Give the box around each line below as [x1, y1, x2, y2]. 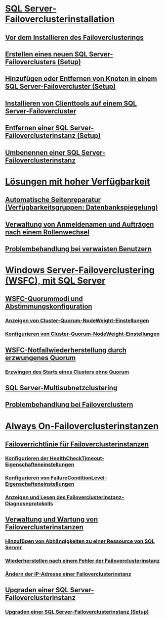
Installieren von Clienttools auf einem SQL [5, 99, 137, 107]
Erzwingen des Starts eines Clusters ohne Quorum [5, 368, 129, 375]
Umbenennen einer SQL [5, 148, 80, 156]
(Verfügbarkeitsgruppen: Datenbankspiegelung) [5, 204, 158, 212]
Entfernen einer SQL [5, 124, 69, 132]
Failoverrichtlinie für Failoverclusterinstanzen [5, 440, 149, 448]
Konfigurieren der [5, 455, 49, 462]
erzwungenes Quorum [5, 354, 76, 362]
